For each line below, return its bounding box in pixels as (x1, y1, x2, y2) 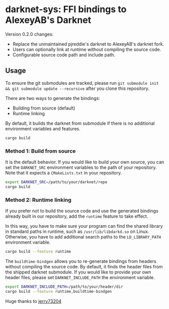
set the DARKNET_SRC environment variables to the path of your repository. (5, 164, 157, 170)
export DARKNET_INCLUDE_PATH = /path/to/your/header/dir (5, 284, 123, 289)
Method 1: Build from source (5, 147, 76, 154)
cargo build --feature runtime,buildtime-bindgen (5, 289, 112, 294)
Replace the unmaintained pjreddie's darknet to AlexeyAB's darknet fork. (12, 41, 164, 47)
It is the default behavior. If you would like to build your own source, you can (5, 159, 164, 165)
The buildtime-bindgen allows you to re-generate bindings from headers (5, 258, 157, 264)
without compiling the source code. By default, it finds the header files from (5, 263, 163, 269)
